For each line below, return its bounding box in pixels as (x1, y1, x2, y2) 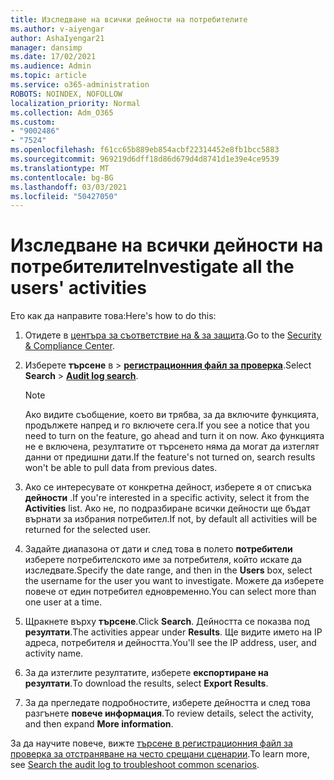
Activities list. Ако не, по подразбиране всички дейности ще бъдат (24, 502, 311, 515)
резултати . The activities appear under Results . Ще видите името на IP (24, 626, 323, 638)
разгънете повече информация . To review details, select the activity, (24, 707, 315, 720)
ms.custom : (10, 117, 56, 127)
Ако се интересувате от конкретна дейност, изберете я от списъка (24, 481, 312, 493)
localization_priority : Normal (10, 98, 141, 108)
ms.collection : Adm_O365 (10, 107, 114, 118)
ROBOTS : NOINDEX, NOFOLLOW (10, 89, 123, 99)
